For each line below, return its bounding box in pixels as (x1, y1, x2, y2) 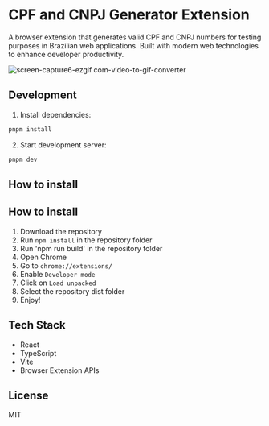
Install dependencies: (19, 110, 92, 119)
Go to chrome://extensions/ (19, 260, 112, 271)
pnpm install (8, 125, 52, 134)
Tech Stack (8, 318, 66, 332)
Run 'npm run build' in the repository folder (19, 243, 163, 253)
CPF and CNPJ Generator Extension (8, 6, 251, 24)
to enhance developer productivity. (8, 49, 124, 59)
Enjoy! (19, 295, 41, 304)
